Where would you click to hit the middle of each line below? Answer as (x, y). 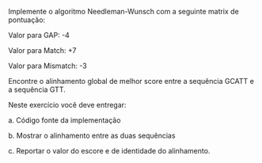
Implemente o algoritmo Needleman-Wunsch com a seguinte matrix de (123, 11)
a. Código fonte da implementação (65, 120)
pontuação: (27, 20)
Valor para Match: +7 (42, 50)
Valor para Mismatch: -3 (47, 66)
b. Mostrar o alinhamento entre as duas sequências (92, 135)
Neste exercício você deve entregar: (67, 105)
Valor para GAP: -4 (39, 35)
